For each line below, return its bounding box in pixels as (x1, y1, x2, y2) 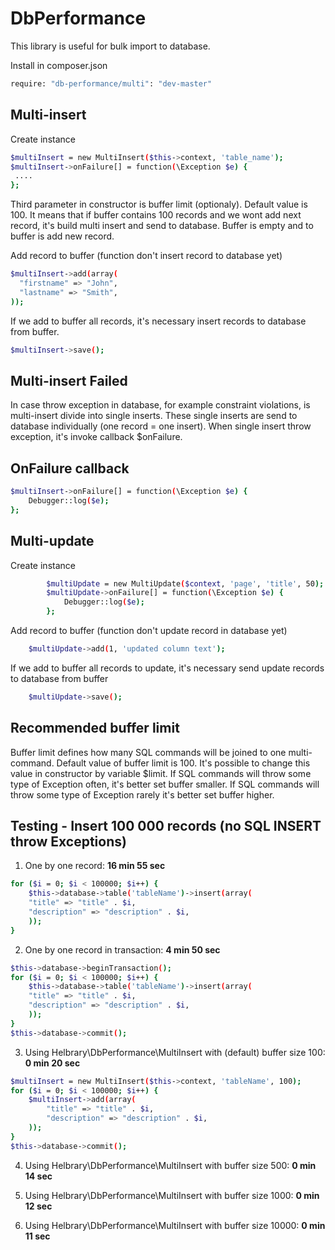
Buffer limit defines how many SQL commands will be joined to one (10, 746, 287, 758)
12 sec (24, 1200, 53, 1212)
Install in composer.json (10, 59, 108, 71)
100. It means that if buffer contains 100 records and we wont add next (10, 209, 302, 221)
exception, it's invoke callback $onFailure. (10, 431, 183, 443)
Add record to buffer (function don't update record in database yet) (10, 625, 288, 637)
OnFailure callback (10, 460, 130, 477)
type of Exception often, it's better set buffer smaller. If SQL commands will (10, 778, 320, 790)
